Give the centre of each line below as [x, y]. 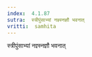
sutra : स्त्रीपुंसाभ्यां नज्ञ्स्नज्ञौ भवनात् [46, 20]
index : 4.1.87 [29, 13]
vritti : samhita [32, 26]
